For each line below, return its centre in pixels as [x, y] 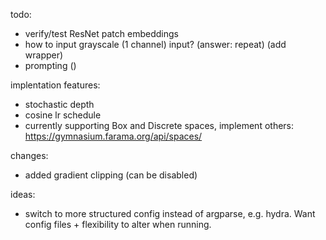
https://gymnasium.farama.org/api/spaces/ [113, 136]
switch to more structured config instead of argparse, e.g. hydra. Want [170, 213]
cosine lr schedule [63, 115]
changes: [29, 155]
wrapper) [44, 55]
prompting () [50, 65]
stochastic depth [59, 104]
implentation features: [55, 85]
